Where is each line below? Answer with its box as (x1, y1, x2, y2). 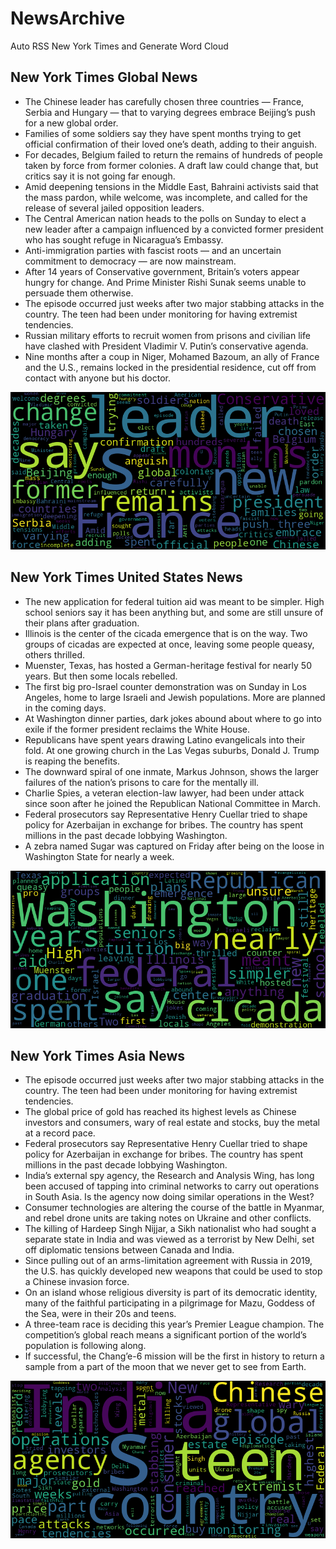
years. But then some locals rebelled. (24, 670, 178, 682)
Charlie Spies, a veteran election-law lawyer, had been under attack (24, 787, 305, 799)
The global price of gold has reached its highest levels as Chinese (24, 1106, 297, 1118)
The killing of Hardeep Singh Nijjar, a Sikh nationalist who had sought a (24, 1223, 317, 1235)
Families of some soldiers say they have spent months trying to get (24, 127, 302, 139)
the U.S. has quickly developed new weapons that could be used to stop (24, 1265, 323, 1277)
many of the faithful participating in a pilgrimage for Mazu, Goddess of (24, 1297, 316, 1309)
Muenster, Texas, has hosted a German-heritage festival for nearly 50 (24, 659, 312, 671)
